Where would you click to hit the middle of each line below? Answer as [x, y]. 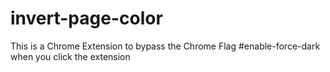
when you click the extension [70, 56]
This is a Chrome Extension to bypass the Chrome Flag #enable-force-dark [165, 46]
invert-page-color [86, 18]
